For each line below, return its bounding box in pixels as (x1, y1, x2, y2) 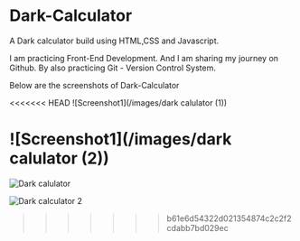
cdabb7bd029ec (166, 222, 229, 233)
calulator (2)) (9, 148, 110, 169)
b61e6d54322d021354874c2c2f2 (166, 213, 292, 224)
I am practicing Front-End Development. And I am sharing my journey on (9, 52, 278, 63)
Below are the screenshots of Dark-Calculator (9, 79, 180, 90)
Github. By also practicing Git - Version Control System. (9, 62, 217, 73)
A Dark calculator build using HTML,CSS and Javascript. (9, 35, 220, 46)
